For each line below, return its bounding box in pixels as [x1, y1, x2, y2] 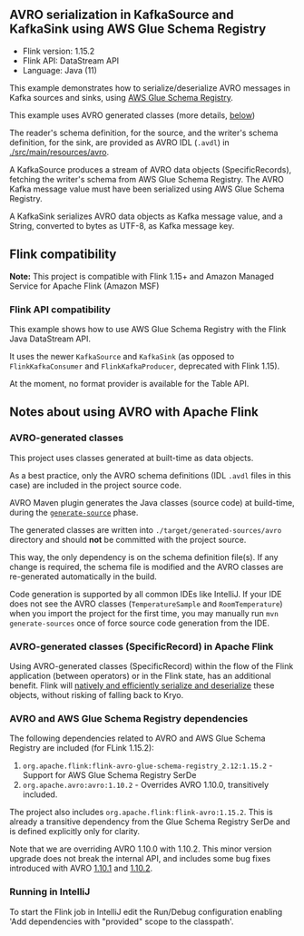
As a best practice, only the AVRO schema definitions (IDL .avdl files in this [9, 469, 292, 480]
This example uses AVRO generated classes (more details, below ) [9, 109, 256, 121]
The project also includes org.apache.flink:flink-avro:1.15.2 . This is [9, 807, 274, 818]
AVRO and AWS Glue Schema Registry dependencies [9, 712, 249, 724]
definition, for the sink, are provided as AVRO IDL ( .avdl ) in [9, 136, 230, 148]
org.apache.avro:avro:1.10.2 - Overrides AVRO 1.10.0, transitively [22, 780, 270, 791]
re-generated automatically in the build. [9, 571, 157, 582]
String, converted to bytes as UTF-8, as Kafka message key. [9, 220, 235, 231]
